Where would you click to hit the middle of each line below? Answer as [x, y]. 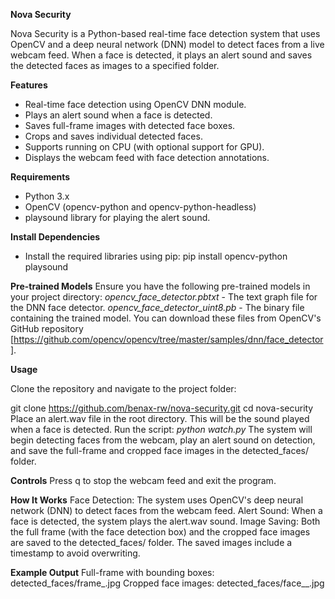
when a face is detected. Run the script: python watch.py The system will [161, 429]
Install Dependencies [55, 237]
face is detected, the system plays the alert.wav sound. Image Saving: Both [165, 521]
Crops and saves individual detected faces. [113, 136]
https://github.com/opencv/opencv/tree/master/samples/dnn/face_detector [168, 339]
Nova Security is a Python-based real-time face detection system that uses [165, 33]
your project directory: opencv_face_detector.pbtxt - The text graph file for [164, 297]
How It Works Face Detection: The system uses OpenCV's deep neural [157, 500]
